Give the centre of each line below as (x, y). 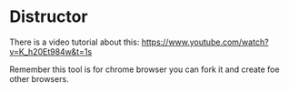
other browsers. (40, 78)
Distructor (49, 17)
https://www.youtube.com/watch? (205, 42)
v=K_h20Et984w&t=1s (51, 51)
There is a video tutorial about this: (75, 42)
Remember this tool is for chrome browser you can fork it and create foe (144, 69)
